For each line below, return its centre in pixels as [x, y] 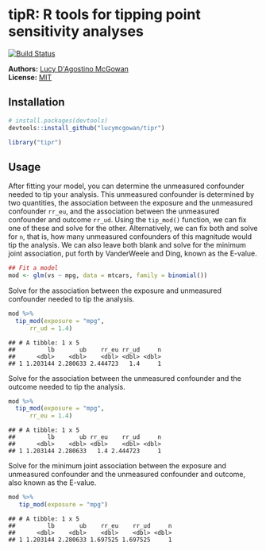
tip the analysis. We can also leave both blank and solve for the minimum [127, 245]
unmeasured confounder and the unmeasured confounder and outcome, [127, 475]
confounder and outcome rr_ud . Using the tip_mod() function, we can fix [127, 220]
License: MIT [30, 77]
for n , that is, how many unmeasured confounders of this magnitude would [130, 237]
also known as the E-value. [52, 483]
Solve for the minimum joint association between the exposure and [117, 466]
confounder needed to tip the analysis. [71, 298]
